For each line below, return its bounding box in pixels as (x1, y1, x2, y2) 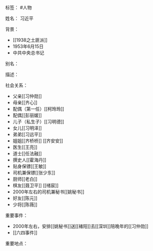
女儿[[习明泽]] (12, 125, 42, 131)
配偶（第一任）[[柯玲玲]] (12, 106, 65, 112)
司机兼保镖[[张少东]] (12, 170, 56, 175)
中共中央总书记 (12, 50, 44, 56)
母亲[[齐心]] (12, 99, 38, 106)
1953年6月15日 (12, 43, 44, 49)
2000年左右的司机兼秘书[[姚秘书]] (12, 189, 85, 195)
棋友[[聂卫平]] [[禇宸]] (12, 183, 59, 188)
